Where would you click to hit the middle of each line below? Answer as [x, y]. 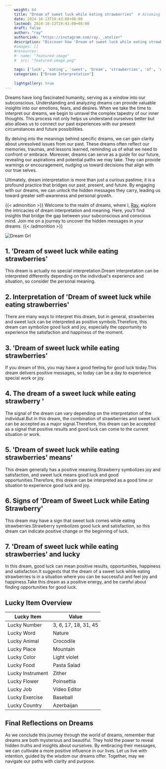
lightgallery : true [34, 83]
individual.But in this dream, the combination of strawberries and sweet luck [83, 418]
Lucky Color [22, 657]
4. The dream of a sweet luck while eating [70, 394]
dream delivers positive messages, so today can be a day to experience [78, 373]
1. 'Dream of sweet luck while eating [62, 251]
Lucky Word [21, 633]
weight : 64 [25, 10]
